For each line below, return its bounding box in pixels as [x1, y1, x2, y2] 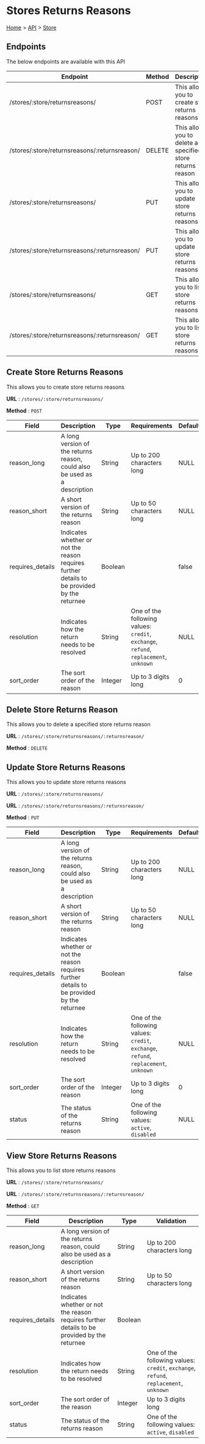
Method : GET [6, 1202, 40, 1209]
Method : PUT [6, 814, 40, 821]
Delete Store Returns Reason [6, 704, 118, 715]
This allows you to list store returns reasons [6, 1167, 116, 1174]
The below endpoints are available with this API [6, 57, 126, 65]
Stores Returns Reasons [6, 4, 131, 18]
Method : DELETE [6, 744, 48, 752]
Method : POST [6, 407, 43, 414]
